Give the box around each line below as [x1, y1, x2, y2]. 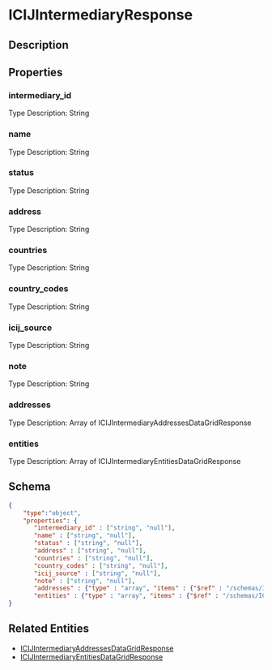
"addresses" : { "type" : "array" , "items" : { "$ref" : [33, 584, 223, 593]
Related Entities [8, 622, 89, 636]
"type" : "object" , [23, 509, 82, 517]
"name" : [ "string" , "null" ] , [33, 531, 136, 540]
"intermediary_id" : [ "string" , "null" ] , [33, 524, 176, 532]
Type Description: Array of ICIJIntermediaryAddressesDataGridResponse [8, 418, 253, 427]
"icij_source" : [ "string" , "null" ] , [33, 569, 161, 578]
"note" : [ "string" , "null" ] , [33, 577, 136, 585]
